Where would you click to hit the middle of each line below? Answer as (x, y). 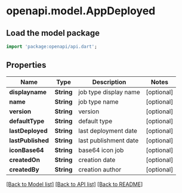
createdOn (25, 160)
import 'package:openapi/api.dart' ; (52, 46)
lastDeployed (28, 130)
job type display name (109, 92)
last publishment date (109, 140)
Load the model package (53, 33)
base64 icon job (101, 150)
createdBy (24, 169)
